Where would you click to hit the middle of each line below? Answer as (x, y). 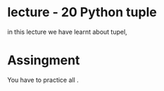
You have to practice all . (43, 80)
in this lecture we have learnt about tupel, (68, 32)
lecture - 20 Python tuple (82, 12)
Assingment (44, 60)
